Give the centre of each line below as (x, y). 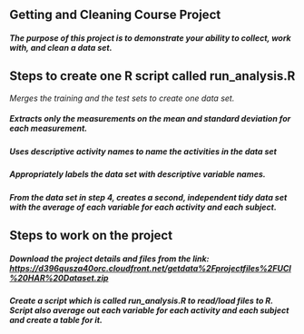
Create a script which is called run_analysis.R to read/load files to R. (142, 300)
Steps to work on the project (91, 235)
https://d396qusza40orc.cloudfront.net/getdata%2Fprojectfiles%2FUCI (151, 268)
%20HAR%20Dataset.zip (59, 278)
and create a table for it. (56, 319)
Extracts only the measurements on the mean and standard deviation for (150, 119)
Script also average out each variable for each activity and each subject (149, 310)
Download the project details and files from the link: (110, 259)
